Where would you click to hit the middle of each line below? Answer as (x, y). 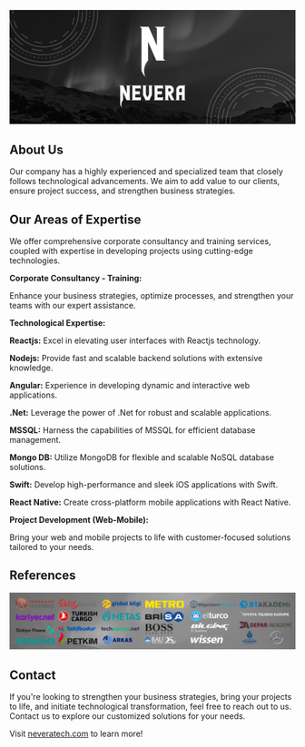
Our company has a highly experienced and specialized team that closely (147, 172)
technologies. (35, 260)
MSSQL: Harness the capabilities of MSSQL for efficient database (133, 430)
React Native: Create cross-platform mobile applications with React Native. (150, 502)
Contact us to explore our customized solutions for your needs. (128, 716)
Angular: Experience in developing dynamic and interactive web (130, 385)
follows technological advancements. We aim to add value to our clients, (145, 182)
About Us (36, 149)
